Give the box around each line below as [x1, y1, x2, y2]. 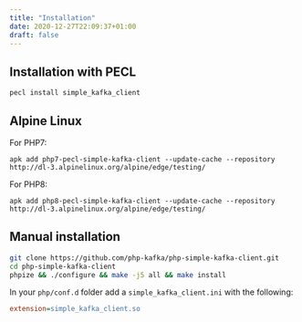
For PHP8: [9, 179, 48, 190]
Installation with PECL [9, 64, 137, 79]
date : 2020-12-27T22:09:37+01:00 [9, 22, 137, 31]
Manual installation [9, 229, 121, 244]
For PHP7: [9, 138, 47, 148]
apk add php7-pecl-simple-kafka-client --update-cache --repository [9, 155, 276, 164]
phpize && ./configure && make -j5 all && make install [9, 270, 226, 279]
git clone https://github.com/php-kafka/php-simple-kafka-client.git [9, 253, 280, 263]
